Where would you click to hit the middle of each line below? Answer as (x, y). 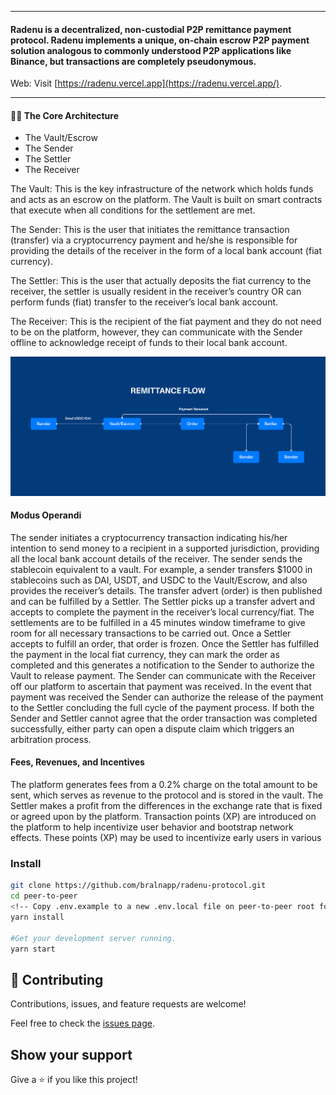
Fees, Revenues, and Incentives (77, 762)
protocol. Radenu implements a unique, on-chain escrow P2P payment (160, 40)
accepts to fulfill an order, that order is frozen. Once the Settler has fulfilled (165, 643)
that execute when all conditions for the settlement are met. (133, 210)
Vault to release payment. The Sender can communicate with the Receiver (163, 675)
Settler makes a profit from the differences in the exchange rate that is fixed (166, 805)
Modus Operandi (46, 515)
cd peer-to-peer (44, 896)
